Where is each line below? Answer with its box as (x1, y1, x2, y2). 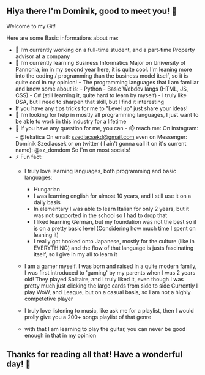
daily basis (33, 198, 61, 206)
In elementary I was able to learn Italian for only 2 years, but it (33, 205, 190, 212)
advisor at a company (15, 53, 70, 60)
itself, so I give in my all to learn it (33, 250, 117, 258)
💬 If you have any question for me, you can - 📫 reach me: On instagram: (15, 124, 199, 132)
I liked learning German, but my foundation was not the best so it (33, 218, 197, 225)
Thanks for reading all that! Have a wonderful (6, 349, 182, 360)
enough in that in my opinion (24, 332, 97, 339)
